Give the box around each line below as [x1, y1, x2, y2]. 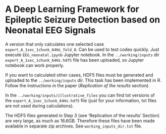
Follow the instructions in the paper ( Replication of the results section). [5, 82, 150, 88]
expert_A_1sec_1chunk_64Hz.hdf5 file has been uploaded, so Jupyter [5, 57, 144, 63]
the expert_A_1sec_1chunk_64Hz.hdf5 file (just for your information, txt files [5, 97, 157, 103]
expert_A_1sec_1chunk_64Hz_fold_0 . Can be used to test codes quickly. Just [5, 46, 160, 52]
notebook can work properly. [5, 62, 64, 68]
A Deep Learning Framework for [5, 3, 140, 15]
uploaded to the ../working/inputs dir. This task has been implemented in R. [5, 77, 162, 83]
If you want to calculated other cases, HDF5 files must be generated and [5, 72, 154, 78]
